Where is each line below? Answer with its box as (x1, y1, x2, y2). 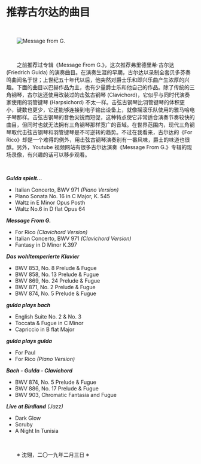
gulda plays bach (6, 301, 51, 308)
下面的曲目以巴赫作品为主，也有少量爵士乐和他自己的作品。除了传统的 (16, 83, 190, 90)
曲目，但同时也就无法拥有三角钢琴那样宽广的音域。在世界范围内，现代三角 (6, 121, 190, 128)
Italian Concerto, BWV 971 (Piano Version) (14, 186, 119, 193)
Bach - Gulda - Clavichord (6, 366, 73, 374)
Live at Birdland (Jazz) (6, 402, 64, 410)
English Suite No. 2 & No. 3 (14, 313, 82, 320)
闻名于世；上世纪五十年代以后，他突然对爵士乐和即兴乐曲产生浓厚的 (16, 76, 184, 83)
